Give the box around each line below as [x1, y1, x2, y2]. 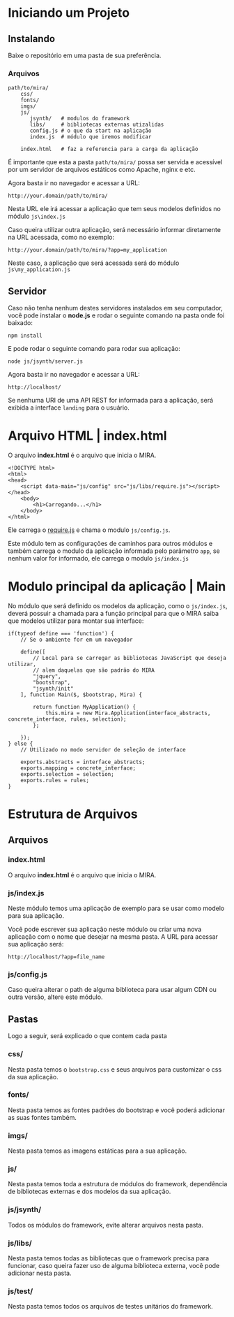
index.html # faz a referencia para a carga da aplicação [20, 145, 198, 153]
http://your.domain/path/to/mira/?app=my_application [8, 247, 168, 254]
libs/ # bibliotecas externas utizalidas [29, 121, 164, 129]
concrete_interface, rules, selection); [8, 715, 127, 723]
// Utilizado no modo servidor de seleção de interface [20, 746, 187, 753]
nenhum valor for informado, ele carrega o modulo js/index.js [8, 554, 189, 563]
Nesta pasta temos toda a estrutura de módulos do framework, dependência [8, 1180, 228, 1188]
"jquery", [33, 672, 61, 679]
